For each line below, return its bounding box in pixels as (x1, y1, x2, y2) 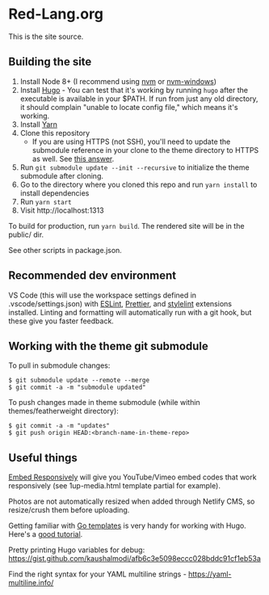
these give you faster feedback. (8, 316, 115, 326)
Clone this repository (19, 128, 90, 137)
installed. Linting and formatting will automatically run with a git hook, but (8, 307, 252, 317)
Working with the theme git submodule (8, 339, 208, 352)
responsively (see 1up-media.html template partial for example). (8, 481, 221, 491)
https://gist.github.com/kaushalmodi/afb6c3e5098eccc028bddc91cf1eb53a (8, 554, 261, 563)
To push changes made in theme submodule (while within (8, 398, 200, 407)
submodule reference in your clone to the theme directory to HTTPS (32, 145, 259, 154)
